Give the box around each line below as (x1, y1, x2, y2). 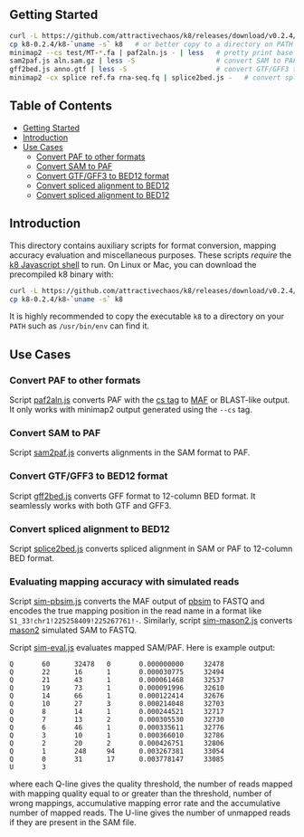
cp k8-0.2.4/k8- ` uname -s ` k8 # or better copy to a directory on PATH (9, 40, 294, 49)
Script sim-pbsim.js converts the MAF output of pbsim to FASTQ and (9, 596, 265, 607)
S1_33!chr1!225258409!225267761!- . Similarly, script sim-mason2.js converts (9, 615, 293, 626)
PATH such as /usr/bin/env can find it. (9, 320, 150, 331)
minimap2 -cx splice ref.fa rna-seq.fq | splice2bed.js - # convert (9, 73, 281, 82)
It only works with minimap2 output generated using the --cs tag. (9, 404, 253, 415)
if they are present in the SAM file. (9, 817, 138, 828)
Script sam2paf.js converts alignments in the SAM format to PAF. (9, 447, 251, 458)
